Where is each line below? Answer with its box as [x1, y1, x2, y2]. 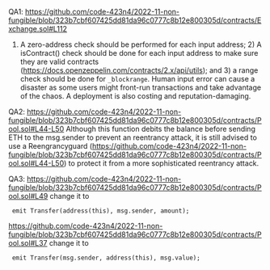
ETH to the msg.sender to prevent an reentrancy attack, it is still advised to [8, 133, 257, 142]
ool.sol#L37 [8, 238, 48, 247]
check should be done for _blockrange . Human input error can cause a [19, 74, 255, 83]
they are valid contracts [19, 57, 99, 66]
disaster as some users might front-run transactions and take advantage [19, 82, 261, 92]
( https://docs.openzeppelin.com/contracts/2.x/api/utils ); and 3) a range [19, 65, 259, 75]
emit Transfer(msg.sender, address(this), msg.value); [11, 254, 200, 262]
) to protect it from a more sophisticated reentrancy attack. [63, 158, 259, 168]
